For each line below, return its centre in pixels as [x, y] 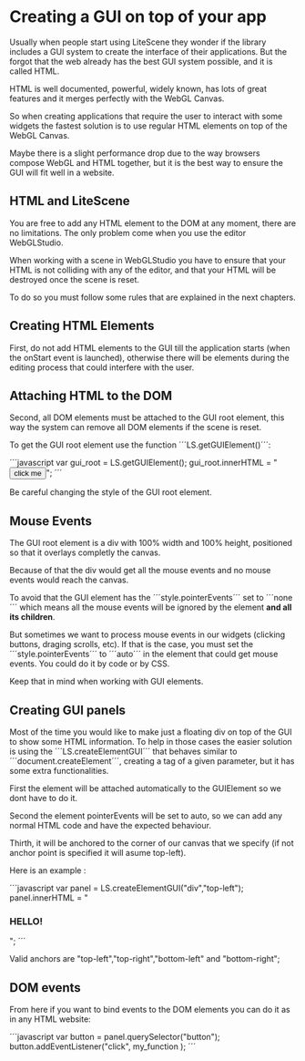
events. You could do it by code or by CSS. [90, 664]
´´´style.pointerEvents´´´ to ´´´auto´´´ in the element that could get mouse [144, 654]
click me [28, 474]
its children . [32, 617]
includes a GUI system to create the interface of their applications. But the [148, 51]
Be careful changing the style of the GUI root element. [111, 492]
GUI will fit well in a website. [62, 172]
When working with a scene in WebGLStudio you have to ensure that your [148, 260]
